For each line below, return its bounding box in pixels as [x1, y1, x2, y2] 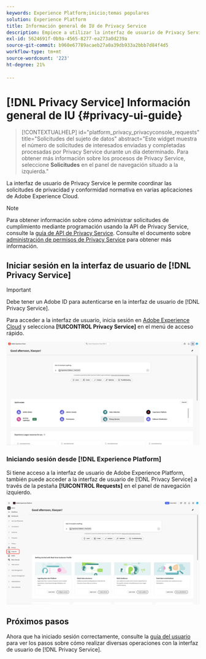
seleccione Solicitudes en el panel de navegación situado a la [21, 161, 178, 169]
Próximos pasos [6, 617, 69, 627]
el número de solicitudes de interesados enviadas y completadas [21, 142, 186, 149]
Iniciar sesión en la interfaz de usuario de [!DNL [6, 260, 191, 271]
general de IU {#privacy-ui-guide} [6, 108, 183, 122]
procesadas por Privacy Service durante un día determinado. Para [21, 148, 189, 156]
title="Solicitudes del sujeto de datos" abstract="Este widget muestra [21, 135, 197, 142]
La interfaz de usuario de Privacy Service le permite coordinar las [6, 180, 172, 187]
